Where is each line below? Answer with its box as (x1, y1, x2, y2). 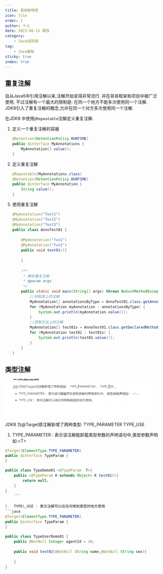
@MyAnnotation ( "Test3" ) (12, 222, 61, 227)
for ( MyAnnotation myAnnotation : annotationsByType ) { (30, 304, 145, 309)
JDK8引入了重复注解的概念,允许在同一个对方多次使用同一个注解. (5, 105, 134, 111)
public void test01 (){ (21, 248, 67, 253)
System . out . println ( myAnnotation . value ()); (38, 310, 128, 315)
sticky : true (5, 54, 32, 59)
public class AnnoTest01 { (12, 227, 67, 232)
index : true (5, 59, 29, 64)
